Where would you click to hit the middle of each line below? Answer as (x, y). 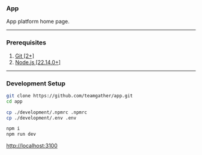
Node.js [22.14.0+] (38, 62)
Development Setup (36, 84)
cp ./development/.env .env (41, 118)
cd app (14, 101)
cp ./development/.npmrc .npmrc (47, 112)
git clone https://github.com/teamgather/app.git (70, 96)
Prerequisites (26, 43)
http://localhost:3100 (32, 146)
